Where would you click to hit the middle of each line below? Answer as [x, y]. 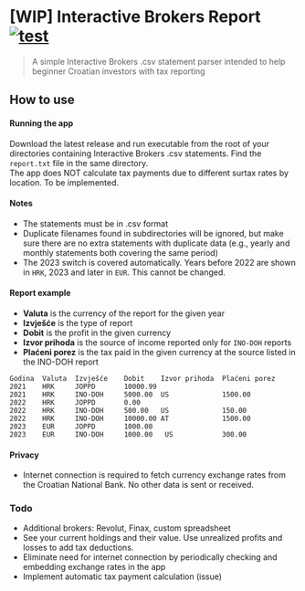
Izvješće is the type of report [78, 322]
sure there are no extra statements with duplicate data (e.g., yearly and [156, 243]
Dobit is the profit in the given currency [97, 332]
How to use [42, 100]
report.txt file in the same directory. [79, 163]
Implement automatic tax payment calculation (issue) [122, 576]
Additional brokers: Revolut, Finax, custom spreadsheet [126, 528]
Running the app [42, 123]
